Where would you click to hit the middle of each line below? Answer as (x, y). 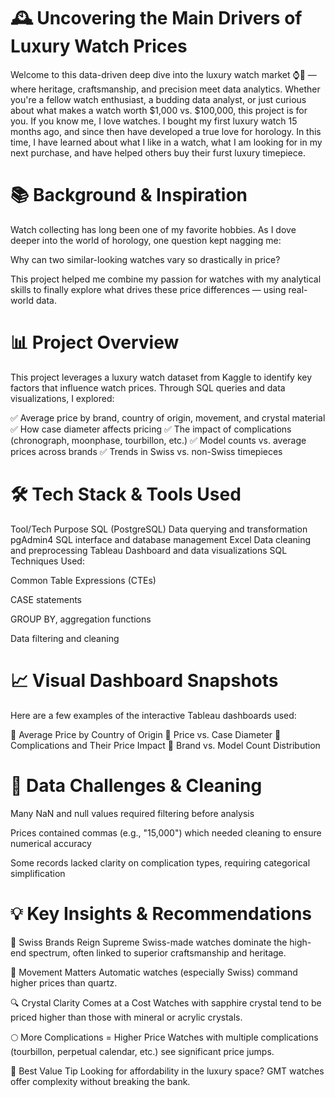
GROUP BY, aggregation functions (81, 619)
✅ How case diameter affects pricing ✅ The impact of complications (151, 429)
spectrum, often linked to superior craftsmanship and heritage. (157, 952)
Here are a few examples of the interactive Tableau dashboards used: (153, 715)
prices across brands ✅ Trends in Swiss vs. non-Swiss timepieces (146, 451)
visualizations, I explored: (62, 398)
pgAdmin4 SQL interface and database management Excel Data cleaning (161, 539)
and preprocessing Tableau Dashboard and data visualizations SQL (149, 550)
